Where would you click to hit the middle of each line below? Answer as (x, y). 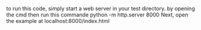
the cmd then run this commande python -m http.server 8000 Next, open (97, 15)
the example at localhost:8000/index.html (58, 21)
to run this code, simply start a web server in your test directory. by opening (101, 9)
